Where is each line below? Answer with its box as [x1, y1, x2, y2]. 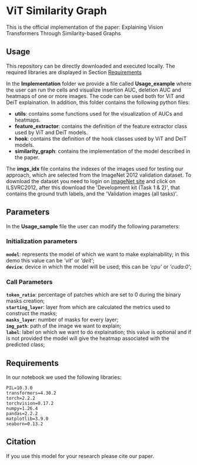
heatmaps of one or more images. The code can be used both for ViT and [6, 92, 185, 99]
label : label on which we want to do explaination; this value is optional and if [6, 329, 192, 336]
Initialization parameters [6, 237, 78, 245]
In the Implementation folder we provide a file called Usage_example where [6, 80, 192, 87]
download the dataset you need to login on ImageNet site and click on [6, 177, 176, 184]
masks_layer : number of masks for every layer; [6, 316, 119, 324]
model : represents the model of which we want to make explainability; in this [6, 251, 190, 258]
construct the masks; [6, 310, 58, 317]
